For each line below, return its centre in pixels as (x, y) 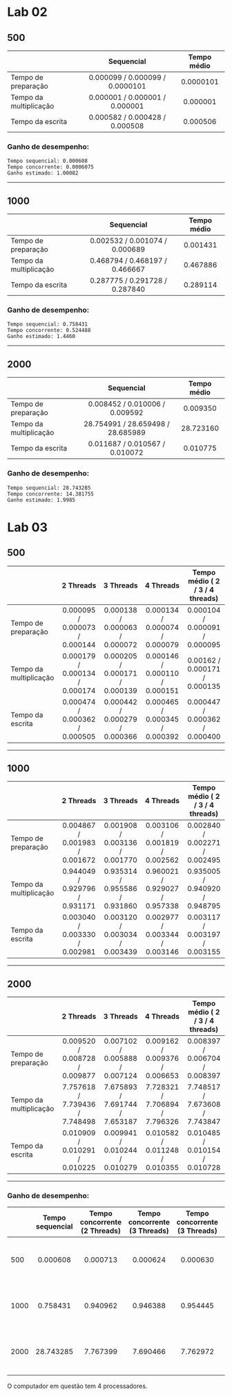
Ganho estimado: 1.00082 (43, 173)
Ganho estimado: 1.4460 (41, 337)
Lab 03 (28, 527)
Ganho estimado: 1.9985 (41, 500)
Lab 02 (27, 12)
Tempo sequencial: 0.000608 (48, 161)
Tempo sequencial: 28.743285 (49, 488)
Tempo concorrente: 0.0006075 (51, 167)
